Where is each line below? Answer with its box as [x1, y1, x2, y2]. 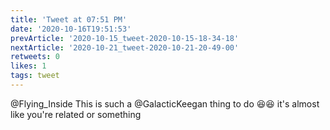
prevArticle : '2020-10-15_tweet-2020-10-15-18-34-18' [10, 33, 240, 43]
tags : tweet [10, 71, 60, 81]
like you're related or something [10, 108, 142, 120]
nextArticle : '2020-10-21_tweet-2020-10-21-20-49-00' [10, 42, 240, 53]
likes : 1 [10, 61, 47, 71]
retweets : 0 [10, 52, 60, 62]
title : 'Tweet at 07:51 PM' [10, 14, 128, 25]
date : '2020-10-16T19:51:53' [10, 24, 132, 34]
